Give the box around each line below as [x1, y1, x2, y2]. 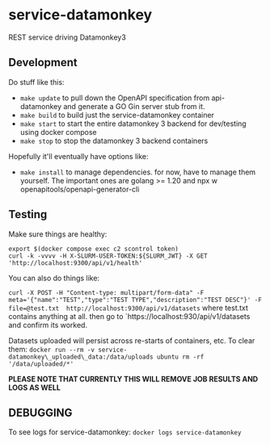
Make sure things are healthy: [8, 229, 108, 239]
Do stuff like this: [8, 77, 65, 86]
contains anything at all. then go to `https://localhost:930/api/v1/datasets [8, 311, 251, 321]
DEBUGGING [8, 405, 73, 419]
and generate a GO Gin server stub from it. [63, 101, 205, 111]
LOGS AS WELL [8, 382, 61, 393]
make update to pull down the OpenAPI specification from [19, 93, 210, 103]
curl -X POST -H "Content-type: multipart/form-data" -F [8, 288, 205, 296]
